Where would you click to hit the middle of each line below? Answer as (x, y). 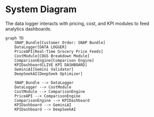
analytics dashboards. (28, 28)
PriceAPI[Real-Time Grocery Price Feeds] (59, 51)
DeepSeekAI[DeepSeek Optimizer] (49, 74)
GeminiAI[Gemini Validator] (44, 69)
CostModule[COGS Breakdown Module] (52, 56)
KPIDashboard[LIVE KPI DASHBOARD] (51, 65)
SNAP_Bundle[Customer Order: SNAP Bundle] (60, 42)
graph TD (14, 38)
